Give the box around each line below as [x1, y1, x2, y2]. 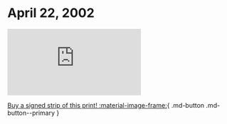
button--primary [7, 108, 56, 117]
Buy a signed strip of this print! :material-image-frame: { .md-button [7, 101, 205, 109]
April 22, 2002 [7, 5, 95, 21]
